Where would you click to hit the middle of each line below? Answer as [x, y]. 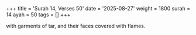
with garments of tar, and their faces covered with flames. [76, 26]
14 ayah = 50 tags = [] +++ [39, 15]
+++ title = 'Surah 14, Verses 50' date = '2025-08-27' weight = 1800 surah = [98, 8]
